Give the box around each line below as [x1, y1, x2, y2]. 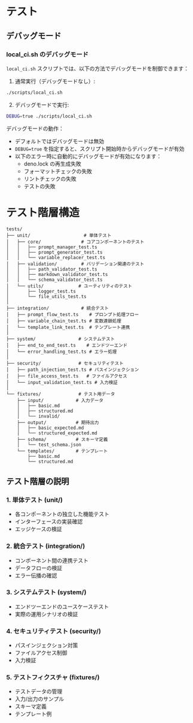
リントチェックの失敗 [23, 175, 76, 182]
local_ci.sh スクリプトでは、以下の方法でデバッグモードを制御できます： [6, 65, 189, 72]
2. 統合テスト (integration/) [6, 542, 85, 550]
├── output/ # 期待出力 [17, 419, 100, 425]
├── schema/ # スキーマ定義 [17, 436, 108, 442]
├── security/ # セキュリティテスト [6, 360, 124, 366]
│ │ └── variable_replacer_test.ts [6, 254, 106, 260]
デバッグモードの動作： [6, 125, 64, 132]
